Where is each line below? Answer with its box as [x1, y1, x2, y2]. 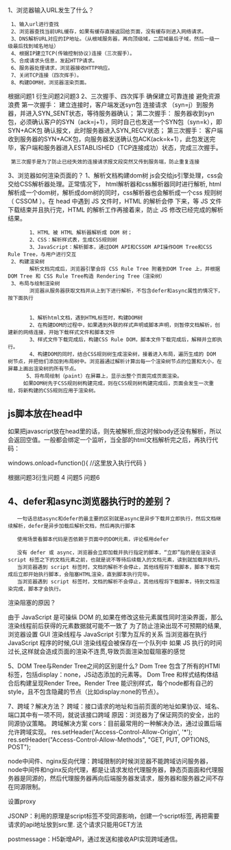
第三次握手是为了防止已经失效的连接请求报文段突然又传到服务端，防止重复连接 [10, 158, 200, 165]
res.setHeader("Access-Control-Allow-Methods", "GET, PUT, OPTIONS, [8, 736, 210, 744]
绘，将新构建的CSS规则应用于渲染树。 [8, 387, 99, 394]
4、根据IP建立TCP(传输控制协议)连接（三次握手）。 [10, 50, 136, 57]
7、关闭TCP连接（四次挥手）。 [10, 72, 82, 79]
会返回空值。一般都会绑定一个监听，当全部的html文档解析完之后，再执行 [8, 436, 212, 444]
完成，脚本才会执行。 [12, 585, 64, 593]
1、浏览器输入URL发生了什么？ [8, 6, 95, 14]
